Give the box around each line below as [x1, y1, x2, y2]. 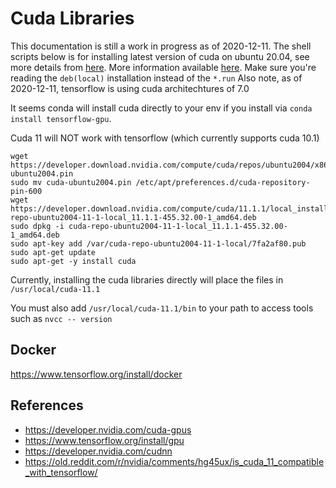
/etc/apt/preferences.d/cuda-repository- [135, 177, 311, 187]
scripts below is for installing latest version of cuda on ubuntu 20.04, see [10, 50, 310, 62]
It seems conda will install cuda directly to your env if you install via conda [10, 102, 313, 114]
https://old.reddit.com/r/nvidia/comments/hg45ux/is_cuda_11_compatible [24, 455, 325, 467]
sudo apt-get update [10, 247, 97, 257]
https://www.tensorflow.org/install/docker [10, 368, 183, 380]
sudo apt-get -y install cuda [10, 256, 137, 266]
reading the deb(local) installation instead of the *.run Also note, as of [10, 72, 303, 84]
